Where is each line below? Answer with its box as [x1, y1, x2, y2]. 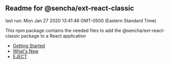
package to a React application [21, 33, 86, 39]
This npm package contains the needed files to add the [5, 27, 122, 34]
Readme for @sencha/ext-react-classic [5, 4, 134, 13]
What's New [12, 48, 39, 54]
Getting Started [12, 43, 45, 49]
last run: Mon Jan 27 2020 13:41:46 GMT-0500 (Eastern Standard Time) [5, 17, 157, 23]
